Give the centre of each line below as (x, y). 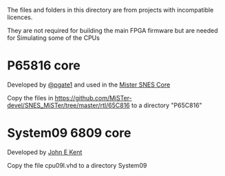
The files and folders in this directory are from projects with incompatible (110, 10)
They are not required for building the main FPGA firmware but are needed (112, 31)
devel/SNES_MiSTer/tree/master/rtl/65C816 (69, 105)
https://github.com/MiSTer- (93, 98)
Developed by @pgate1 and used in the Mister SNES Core (89, 85)
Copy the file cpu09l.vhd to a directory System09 (77, 165)
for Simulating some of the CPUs (53, 38)
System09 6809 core (69, 133)
